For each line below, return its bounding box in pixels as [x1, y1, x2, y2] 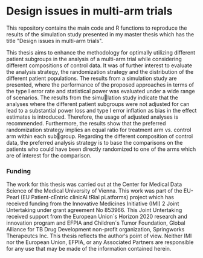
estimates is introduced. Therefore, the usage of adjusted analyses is [6, 113, 178, 121]
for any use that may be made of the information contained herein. [6, 245, 172, 253]
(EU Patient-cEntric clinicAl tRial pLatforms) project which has [20, 194, 174, 201]
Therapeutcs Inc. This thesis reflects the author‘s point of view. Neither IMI [6, 232, 192, 240]
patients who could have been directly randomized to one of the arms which [6, 145, 196, 153]
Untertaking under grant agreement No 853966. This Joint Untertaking [6, 207, 182, 214]
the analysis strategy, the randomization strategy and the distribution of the [6, 68, 194, 75]
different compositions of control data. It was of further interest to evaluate [6, 62, 192, 69]
